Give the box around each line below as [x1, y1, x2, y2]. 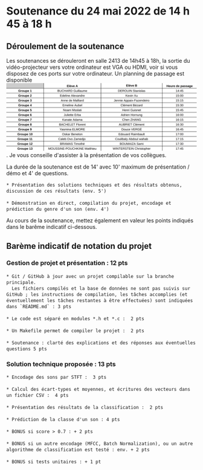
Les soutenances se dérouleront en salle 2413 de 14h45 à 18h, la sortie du [6, 57, 190, 64]
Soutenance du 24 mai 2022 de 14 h [6, 4, 190, 18]
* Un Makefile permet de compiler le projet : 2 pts [6, 327, 145, 333]
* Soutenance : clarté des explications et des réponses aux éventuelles [6, 340, 196, 346]
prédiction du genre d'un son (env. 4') [6, 207, 110, 213]
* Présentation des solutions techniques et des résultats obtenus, [6, 182, 182, 188]
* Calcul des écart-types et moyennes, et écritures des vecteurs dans [6, 387, 190, 393]
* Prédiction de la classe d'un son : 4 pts [6, 417, 120, 423]
